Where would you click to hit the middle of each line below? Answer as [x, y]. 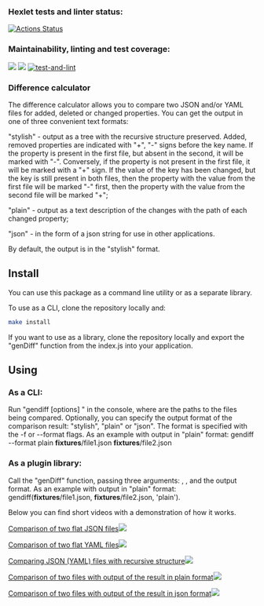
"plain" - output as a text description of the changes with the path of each [128, 210]
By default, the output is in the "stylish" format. [84, 249]
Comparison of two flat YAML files [64, 545]
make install [29, 322]
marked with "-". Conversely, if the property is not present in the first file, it [129, 161]
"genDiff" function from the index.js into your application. [101, 345]
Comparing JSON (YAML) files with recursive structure [97, 560]
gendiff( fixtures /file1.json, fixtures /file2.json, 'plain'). [94, 497]
